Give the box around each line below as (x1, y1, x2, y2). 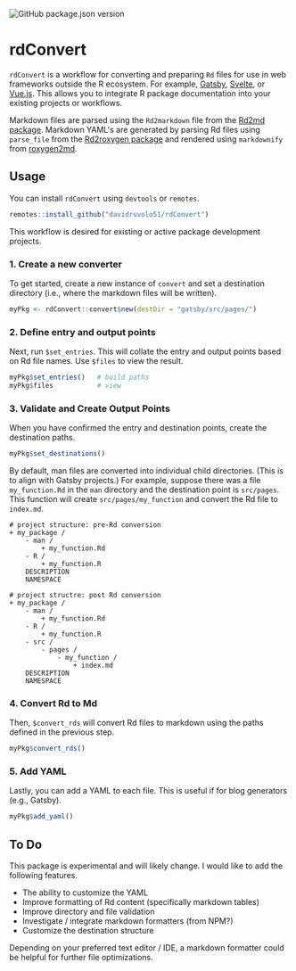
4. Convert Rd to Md (9, 696, 98, 709)
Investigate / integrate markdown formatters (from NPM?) (21, 916, 234, 926)
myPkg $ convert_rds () (9, 745, 86, 753)
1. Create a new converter (9, 258, 123, 270)
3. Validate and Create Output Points (9, 402, 171, 415)
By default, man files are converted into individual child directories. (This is (9, 465, 284, 476)
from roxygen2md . (9, 143, 78, 153)
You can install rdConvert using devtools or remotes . (9, 193, 200, 203)
